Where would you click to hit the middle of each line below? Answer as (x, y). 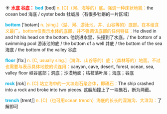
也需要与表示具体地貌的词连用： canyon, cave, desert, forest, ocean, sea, (80, 66)
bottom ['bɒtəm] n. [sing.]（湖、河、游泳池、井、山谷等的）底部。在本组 (80, 25)
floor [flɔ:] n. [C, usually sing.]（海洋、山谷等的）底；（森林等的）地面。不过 (83, 60)
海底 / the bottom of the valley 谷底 (41, 50)
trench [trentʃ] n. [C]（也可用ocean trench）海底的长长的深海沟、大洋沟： (82, 100)
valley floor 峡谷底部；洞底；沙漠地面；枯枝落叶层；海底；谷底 (70, 73)
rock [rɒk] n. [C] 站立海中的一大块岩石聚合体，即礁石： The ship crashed (80, 83)
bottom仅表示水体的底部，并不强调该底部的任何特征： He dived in (89, 31)
